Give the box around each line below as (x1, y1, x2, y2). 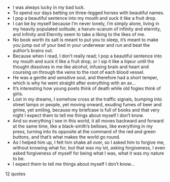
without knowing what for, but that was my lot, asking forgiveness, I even (12, 145, 165, 150)
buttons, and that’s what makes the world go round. (12, 134, 121, 140)
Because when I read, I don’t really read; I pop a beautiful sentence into (12, 53, 162, 59)
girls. (12, 91, 24, 97)
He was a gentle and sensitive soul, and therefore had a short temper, (12, 75, 158, 80)
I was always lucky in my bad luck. (12, 5, 85, 10)
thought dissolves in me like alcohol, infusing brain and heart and (12, 64, 149, 70)
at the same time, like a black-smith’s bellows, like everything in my (12, 123, 153, 129)
